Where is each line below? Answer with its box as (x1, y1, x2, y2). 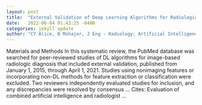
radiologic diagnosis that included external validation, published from (6, 61, 177, 68)
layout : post (6, 8, 39, 15)
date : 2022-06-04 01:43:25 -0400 (6, 20, 96, 26)
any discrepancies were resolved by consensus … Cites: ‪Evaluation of (6, 86, 180, 93)
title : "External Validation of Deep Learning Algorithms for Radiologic (6, 14, 198, 20)
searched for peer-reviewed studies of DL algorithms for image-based (6, 54, 180, 61)
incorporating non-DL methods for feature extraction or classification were (6, 73, 191, 80)
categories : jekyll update (6, 25, 74, 32)
